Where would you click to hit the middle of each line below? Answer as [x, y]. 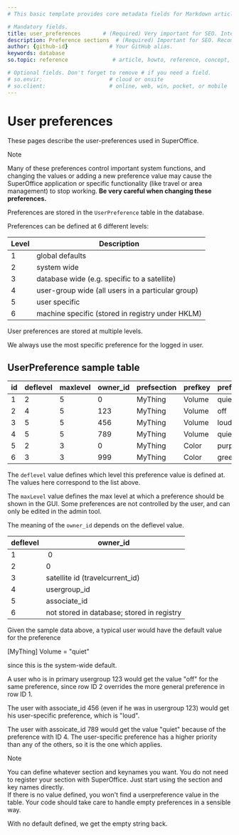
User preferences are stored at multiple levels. [75, 331]
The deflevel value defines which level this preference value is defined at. [116, 475]
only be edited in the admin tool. [54, 511]
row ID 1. [20, 694]
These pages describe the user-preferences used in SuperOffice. [103, 141]
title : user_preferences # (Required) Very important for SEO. [113, 33]
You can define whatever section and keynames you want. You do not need [118, 772]
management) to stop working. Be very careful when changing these [110, 191]
